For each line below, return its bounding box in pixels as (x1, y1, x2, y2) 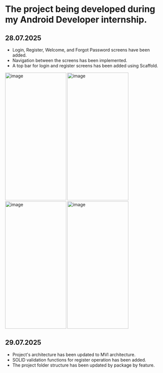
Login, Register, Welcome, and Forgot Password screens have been (12, 47, 150, 53)
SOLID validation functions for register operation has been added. (12, 357, 147, 363)
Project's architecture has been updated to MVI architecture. (12, 351, 136, 358)
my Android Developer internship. (5, 14, 147, 25)
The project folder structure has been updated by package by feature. (12, 362, 155, 368)
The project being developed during (5, 3, 156, 15)
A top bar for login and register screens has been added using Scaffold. (12, 63, 159, 68)
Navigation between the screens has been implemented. (12, 58, 127, 63)
